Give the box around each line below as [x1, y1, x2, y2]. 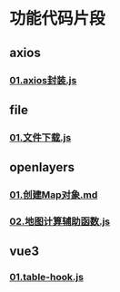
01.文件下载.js [9, 131, 72, 143]
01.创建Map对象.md [9, 189, 98, 201]
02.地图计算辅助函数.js [9, 215, 111, 228]
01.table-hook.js [9, 271, 85, 284]
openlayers [9, 160, 75, 175]
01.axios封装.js [9, 73, 77, 86]
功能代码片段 [9, 8, 106, 29]
